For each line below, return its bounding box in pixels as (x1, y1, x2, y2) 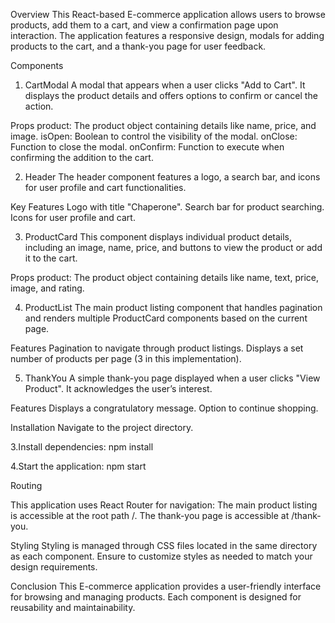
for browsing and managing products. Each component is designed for (10, 591, 302, 603)
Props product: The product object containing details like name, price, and (10, 120, 317, 131)
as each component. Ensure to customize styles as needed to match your (10, 550, 313, 562)
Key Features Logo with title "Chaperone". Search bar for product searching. (10, 201, 325, 213)
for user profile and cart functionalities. (24, 182, 187, 193)
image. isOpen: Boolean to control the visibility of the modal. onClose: (10, 130, 298, 142)
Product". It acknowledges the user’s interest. (24, 383, 213, 394)
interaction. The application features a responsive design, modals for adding (10, 30, 325, 41)
